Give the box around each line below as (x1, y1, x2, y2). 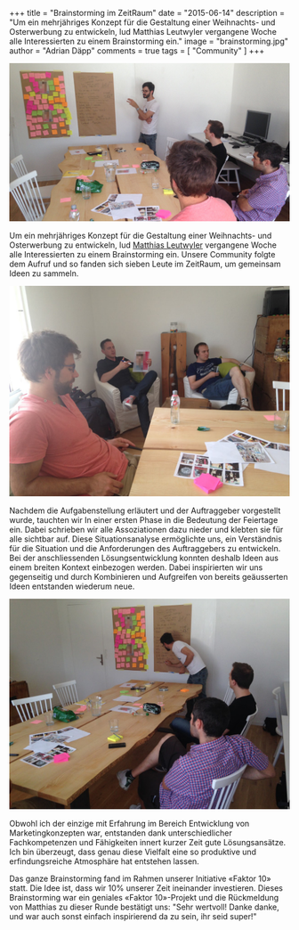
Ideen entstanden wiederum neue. (9, 581, 135, 591)
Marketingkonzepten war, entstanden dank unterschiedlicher (9, 828, 233, 838)
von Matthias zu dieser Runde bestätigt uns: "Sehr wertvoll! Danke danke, (9, 901, 279, 912)
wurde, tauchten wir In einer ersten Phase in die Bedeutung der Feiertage (9, 514, 279, 525)
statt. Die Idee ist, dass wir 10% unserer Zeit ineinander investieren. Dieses (9, 882, 283, 893)
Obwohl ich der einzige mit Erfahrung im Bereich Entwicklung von (9, 818, 250, 828)
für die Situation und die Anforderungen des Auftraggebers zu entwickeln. (9, 542, 281, 553)
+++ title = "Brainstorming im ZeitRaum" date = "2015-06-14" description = (9, 8, 285, 18)
